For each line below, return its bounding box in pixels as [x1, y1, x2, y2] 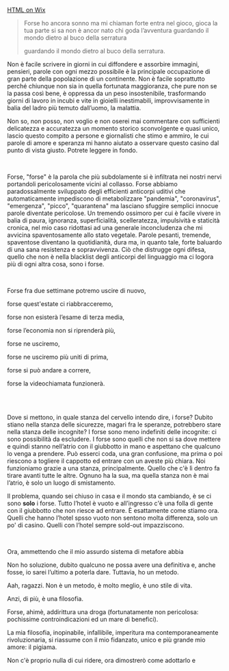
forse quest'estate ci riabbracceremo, [7, 300, 113, 307]
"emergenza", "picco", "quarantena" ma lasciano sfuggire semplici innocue [7, 202, 219, 210]
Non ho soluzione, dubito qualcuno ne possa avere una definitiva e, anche [7, 561, 216, 569]
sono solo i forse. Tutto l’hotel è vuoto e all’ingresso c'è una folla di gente [7, 499, 213, 507]
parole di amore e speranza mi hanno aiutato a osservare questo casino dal [7, 139, 219, 147]
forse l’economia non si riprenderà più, [7, 327, 116, 334]
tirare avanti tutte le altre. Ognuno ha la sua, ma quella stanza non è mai [7, 472, 209, 479]
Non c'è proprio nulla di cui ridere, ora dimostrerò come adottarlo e [7, 657, 196, 664]
